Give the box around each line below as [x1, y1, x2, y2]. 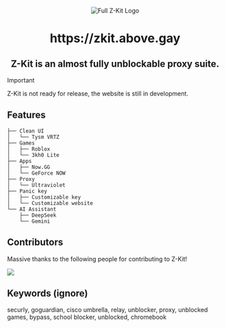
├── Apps [7, 157, 32, 164]
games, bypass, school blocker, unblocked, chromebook [7, 313, 166, 321]
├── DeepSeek [19, 212, 57, 219]
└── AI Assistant [7, 206, 57, 212]
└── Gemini [19, 217, 51, 225]
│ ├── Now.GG [7, 164, 51, 171]
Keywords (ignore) [7, 287, 88, 299]
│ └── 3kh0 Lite [7, 151, 60, 158]
